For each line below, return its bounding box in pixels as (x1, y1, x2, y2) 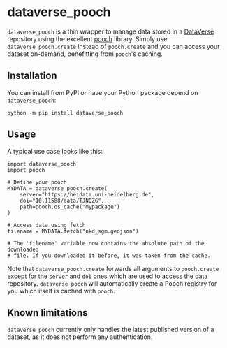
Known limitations (7, 307, 88, 319)
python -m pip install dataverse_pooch (7, 109, 124, 116)
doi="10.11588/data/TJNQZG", (20, 197, 105, 204)
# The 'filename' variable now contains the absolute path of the (7, 240, 205, 247)
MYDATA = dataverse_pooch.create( (7, 184, 108, 192)
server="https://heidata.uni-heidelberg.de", (20, 191, 155, 198)
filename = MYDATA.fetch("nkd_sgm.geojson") (7, 228, 139, 235)
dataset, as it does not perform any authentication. (7, 333, 153, 341)
